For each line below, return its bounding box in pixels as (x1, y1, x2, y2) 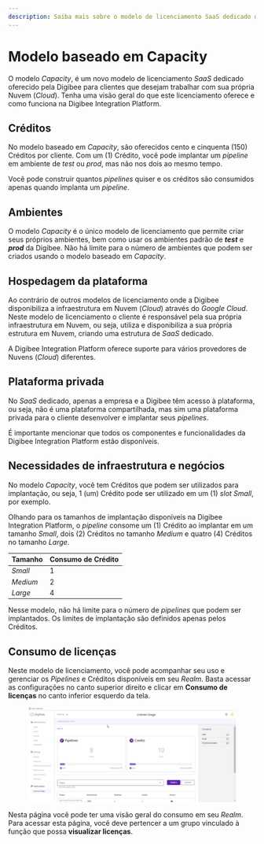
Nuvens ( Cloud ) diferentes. (8, 353, 96, 361)
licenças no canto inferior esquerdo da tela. (8, 691, 151, 701)
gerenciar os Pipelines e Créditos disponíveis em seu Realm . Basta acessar (8, 674, 251, 684)
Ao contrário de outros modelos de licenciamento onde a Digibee (8, 295, 219, 305)
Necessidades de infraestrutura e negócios (8, 459, 225, 472)
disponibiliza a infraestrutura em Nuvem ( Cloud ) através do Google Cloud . (8, 304, 248, 313)
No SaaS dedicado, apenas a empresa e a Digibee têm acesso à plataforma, (8, 396, 255, 405)
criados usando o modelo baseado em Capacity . (8, 252, 167, 261)
